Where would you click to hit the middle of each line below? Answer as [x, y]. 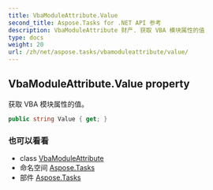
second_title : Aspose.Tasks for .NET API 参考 [85, 23]
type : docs [26, 37]
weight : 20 [26, 45]
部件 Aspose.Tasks [50, 177]
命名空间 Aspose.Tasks [57, 167]
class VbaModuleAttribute [62, 158]
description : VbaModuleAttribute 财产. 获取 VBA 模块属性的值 [106, 30]
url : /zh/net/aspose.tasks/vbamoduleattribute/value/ [99, 52]
